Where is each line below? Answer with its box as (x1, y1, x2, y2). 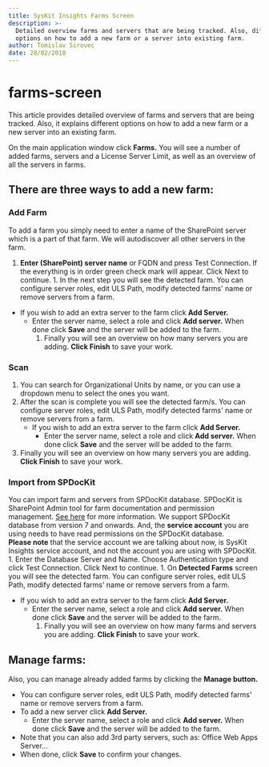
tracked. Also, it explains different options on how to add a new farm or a (8, 118, 248, 128)
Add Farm (8, 207, 47, 218)
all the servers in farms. (8, 160, 86, 169)
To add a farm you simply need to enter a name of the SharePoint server (8, 225, 247, 235)
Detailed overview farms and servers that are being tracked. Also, (15, 26, 249, 34)
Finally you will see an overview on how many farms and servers (43, 621, 257, 631)
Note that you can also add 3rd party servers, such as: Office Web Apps (19, 733, 259, 742)
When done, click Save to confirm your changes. (19, 749, 182, 759)
